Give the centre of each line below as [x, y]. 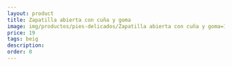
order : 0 [20, 52]
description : [26, 45]
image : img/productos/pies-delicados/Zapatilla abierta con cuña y [106, 26]
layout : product [30, 13]
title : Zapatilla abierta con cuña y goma [69, 20]
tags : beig [23, 39]
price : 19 [21, 33]
